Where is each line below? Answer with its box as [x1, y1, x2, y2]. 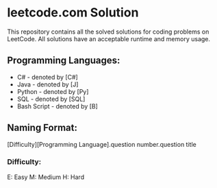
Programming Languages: [7, 55, 120, 67]
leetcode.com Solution [7, 5, 139, 21]
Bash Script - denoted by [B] [16, 102, 98, 110]
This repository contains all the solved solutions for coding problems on [7, 27, 209, 36]
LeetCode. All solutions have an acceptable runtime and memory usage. [7, 34, 211, 43]
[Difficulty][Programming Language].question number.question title [7, 140, 196, 148]
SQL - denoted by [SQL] [16, 95, 86, 103]
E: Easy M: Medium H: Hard [7, 173, 84, 181]
